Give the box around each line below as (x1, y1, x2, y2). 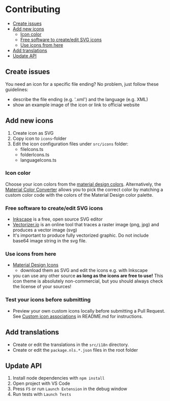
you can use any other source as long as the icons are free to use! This (12, 273, 164, 279)
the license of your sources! (12, 284, 72, 290)
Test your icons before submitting (5, 296, 91, 303)
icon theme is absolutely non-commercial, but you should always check (12, 278, 163, 284)
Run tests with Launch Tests (12, 391, 71, 397)
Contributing (5, 4, 61, 15)
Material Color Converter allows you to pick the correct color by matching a (5, 187, 163, 193)
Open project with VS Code (12, 380, 70, 387)
